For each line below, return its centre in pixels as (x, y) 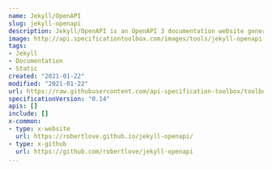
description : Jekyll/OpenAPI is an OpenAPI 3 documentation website (126, 31)
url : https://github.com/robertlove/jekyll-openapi (105, 151)
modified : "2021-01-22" (49, 83)
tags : (17, 46)
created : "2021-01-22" (47, 76)
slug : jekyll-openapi (45, 23)
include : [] (28, 114)
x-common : (25, 121)
